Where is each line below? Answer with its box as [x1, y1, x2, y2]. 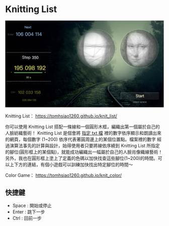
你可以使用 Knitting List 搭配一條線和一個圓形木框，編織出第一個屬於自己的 [5, 124, 160, 130]
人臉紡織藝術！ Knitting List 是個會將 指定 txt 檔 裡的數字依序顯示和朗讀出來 [5, 130, 162, 136]
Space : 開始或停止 [12, 203, 52, 209]
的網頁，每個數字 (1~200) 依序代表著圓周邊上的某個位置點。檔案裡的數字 [5, 136, 156, 142]
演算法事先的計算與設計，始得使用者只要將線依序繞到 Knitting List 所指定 [9, 142, 160, 148]
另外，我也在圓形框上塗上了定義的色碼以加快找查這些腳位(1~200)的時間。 [5, 155, 158, 161]
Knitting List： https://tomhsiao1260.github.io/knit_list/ [5, 112, 117, 119]
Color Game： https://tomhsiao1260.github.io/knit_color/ [5, 172, 122, 178]
